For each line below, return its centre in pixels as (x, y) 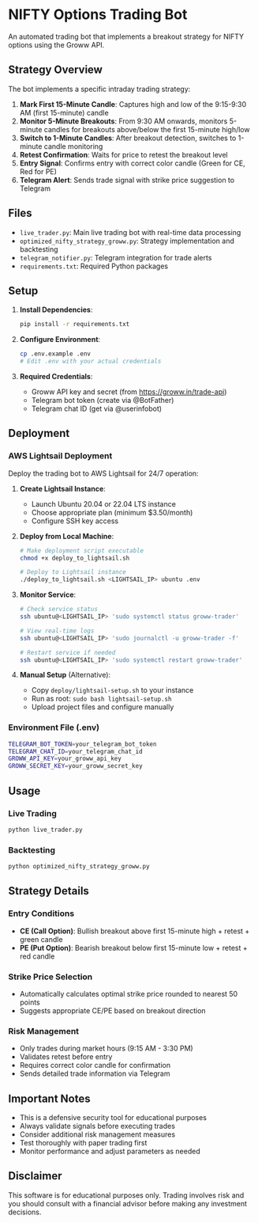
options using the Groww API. (56, 44)
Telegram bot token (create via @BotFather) (103, 400)
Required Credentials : (56, 376)
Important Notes (49, 1098)
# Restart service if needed (67, 652)
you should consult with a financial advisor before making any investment (127, 1203)
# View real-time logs (57, 631)
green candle (41, 939)
